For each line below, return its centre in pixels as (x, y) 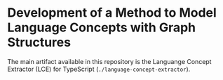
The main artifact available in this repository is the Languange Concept (109, 61)
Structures (39, 42)
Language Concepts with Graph (102, 27)
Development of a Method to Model (112, 13)
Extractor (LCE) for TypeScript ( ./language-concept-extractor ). (99, 69)
